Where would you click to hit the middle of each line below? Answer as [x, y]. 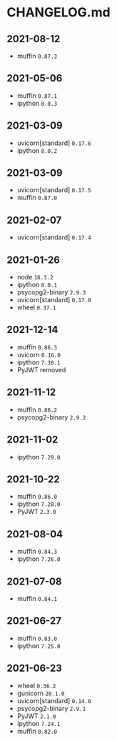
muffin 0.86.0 [37, 497]
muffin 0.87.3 [37, 56]
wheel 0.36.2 [36, 685]
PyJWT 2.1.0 [36, 716]
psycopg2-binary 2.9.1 [51, 708]
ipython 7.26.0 [39, 559]
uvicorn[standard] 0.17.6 [54, 143]
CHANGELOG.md [59, 13]
